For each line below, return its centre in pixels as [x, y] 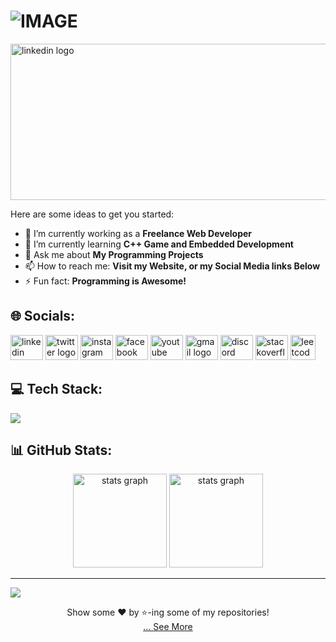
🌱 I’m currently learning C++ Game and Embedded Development [159, 244]
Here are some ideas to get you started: [92, 214]
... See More [168, 627]
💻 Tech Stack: [56, 389]
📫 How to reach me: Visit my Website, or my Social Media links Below [172, 266]
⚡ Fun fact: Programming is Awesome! [105, 281]
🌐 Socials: [43, 316]
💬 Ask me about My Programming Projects [114, 254]
